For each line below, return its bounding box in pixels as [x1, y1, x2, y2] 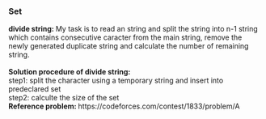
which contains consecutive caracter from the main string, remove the [8, 32, 243, 42]
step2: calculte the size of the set [8, 93, 120, 103]
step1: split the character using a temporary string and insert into [8, 75, 224, 86]
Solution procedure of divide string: [8, 67, 131, 77]
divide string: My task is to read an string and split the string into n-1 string [8, 24, 259, 34]
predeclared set [8, 84, 61, 94]
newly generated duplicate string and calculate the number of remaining [8, 41, 249, 51]
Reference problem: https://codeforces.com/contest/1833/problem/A [8, 101, 240, 111]
